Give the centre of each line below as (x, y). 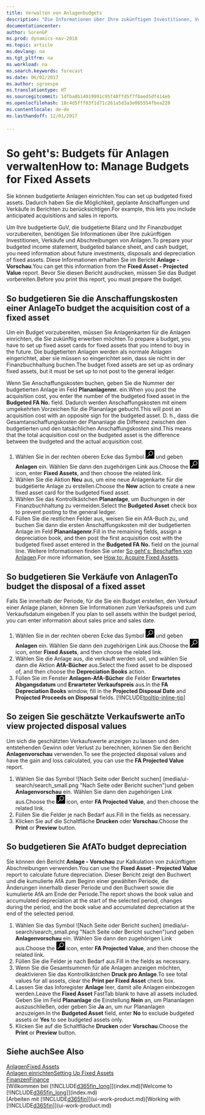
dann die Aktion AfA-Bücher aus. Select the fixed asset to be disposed (104, 665)
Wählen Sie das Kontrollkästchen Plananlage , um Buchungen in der (100, 499)
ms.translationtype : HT (37, 90)
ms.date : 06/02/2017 (33, 77)
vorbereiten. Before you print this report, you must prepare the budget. (95, 279)
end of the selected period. (41, 913)
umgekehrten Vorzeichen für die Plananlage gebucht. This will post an (94, 409)
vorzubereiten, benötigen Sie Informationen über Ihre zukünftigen (89, 234)
